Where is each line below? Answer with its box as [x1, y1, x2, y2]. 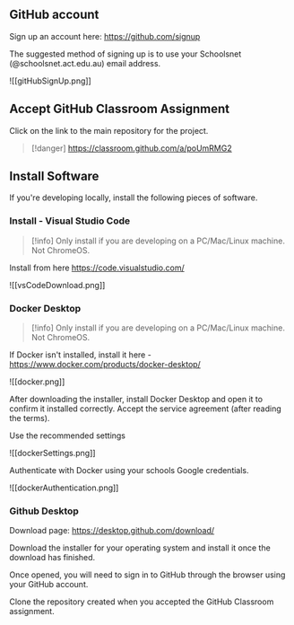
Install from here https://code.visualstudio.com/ [9, 262, 186, 273]
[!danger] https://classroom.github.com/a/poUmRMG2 [30, 143, 232, 154]
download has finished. [9, 552, 96, 563]
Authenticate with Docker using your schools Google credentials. [9, 465, 249, 476]
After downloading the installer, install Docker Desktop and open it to [9, 394, 263, 405]
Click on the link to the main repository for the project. [9, 125, 209, 136]
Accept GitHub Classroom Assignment [9, 101, 230, 117]
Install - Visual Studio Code [9, 215, 131, 227]
